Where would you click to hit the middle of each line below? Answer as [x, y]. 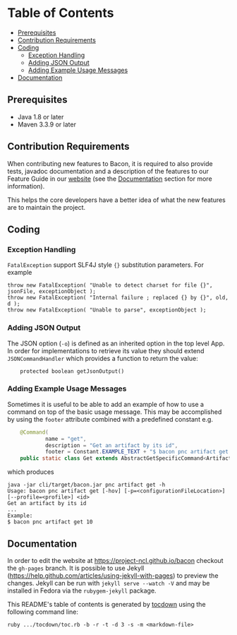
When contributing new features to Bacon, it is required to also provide [110, 163]
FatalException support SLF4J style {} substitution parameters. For [106, 265]
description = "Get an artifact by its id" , [111, 445]
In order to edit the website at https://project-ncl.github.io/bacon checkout [115, 561]
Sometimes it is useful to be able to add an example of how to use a [106, 404]
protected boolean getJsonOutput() [72, 371]
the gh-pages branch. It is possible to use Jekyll [76, 568]
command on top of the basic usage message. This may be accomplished [115, 412]
